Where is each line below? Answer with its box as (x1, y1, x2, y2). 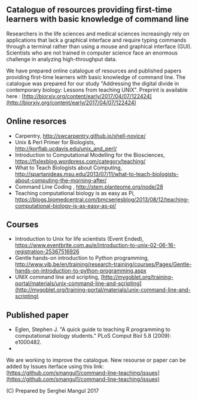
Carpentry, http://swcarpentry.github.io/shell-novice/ (14, 132, 146, 140)
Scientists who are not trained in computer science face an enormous (6, 49, 178, 56)
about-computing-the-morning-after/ (14, 177, 107, 184)
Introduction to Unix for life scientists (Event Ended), (14, 235, 144, 243)
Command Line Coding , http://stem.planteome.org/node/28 (14, 183, 163, 190)
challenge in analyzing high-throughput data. (6, 55, 117, 62)
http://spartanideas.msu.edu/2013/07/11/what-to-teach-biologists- (14, 170, 179, 177)
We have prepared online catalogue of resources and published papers (6, 67, 182, 74)
